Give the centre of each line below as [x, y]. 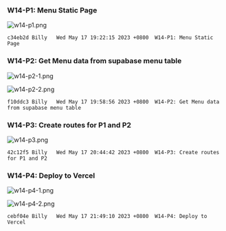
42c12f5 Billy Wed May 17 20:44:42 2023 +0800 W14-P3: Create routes [113, 152]
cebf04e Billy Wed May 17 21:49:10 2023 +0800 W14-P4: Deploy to [107, 217]
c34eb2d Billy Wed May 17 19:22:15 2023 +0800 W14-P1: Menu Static [110, 38]
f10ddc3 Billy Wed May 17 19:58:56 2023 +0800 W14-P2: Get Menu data [113, 101]
